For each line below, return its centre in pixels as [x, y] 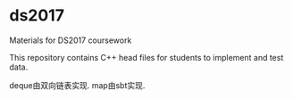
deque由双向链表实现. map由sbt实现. [77, 85]
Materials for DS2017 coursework [71, 40]
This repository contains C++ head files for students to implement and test [146, 57]
